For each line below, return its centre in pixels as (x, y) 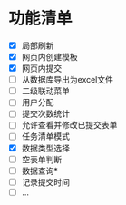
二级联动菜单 (45, 91)
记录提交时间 (45, 181)
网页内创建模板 (49, 57)
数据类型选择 (45, 148)
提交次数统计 (45, 113)
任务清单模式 (45, 136)
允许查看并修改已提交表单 (69, 125)
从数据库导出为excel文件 (68, 80)
